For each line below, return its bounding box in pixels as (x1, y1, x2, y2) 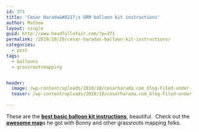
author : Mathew (6, 20, 44, 26)
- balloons (11, 58, 38, 64)
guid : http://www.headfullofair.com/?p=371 (6, 31, 115, 37)
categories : (6, 42, 36, 48)
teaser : (11, 91, 31, 97)
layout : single (6, 25, 44, 32)
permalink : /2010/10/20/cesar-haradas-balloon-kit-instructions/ (6, 36, 171, 42)
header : (6, 80, 25, 86)
